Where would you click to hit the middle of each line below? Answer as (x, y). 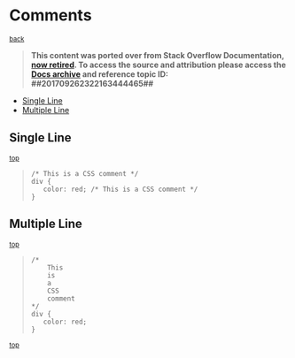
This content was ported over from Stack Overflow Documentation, (157, 55)
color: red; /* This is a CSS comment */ (120, 189)
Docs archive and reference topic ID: (99, 74)
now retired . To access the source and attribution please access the (158, 65)
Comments (50, 15)
